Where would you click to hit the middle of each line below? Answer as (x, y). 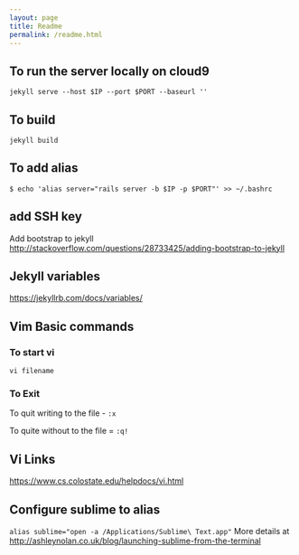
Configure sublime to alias (85, 509)
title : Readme (36, 26)
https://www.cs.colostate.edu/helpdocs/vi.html (97, 481)
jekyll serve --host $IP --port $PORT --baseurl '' (108, 92)
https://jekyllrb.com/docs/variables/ (76, 298)
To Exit (25, 394)
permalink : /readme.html (56, 34)
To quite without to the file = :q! (69, 431)
